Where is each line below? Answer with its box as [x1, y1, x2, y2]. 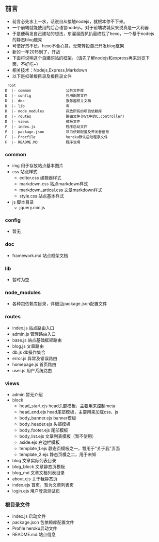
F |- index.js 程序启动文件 [5, 124, 88, 129]
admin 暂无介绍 [12, 391, 43, 397]
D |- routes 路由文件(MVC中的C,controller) [5, 114, 125, 119]
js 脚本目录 [12, 199, 34, 205]
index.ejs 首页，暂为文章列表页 [12, 482, 74, 488]
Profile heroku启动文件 [12, 525, 58, 531]
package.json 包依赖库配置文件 [12, 520, 75, 525]
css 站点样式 [12, 169, 38, 175]
